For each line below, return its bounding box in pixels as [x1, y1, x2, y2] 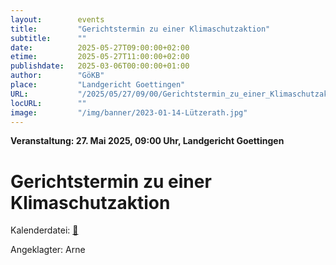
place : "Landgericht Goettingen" [10, 80, 186, 90]
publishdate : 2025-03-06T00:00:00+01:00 [10, 61, 190, 71]
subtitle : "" [10, 33, 87, 43]
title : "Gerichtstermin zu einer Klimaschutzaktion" [10, 24, 271, 34]
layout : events [10, 14, 105, 25]
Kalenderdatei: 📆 [10, 224, 79, 236]
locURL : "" [10, 98, 87, 108]
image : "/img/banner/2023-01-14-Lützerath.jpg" [10, 107, 248, 118]
